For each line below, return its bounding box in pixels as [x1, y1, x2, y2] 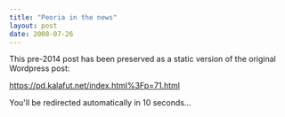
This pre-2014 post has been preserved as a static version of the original [9, 54, 276, 65]
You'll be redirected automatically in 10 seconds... [9, 97, 191, 108]
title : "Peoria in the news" [9, 12, 118, 22]
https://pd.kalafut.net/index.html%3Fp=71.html [9, 81, 181, 91]
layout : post [9, 21, 58, 30]
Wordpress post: [9, 63, 70, 74]
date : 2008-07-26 [9, 29, 74, 38]
